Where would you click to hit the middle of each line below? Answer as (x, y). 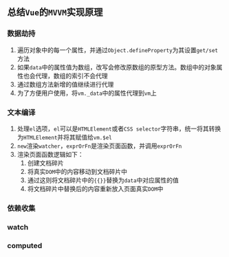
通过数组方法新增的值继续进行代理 (65, 84)
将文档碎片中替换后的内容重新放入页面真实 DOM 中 (95, 188)
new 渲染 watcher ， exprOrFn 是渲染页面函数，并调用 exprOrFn (99, 146)
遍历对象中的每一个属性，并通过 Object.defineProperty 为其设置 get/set (118, 49)
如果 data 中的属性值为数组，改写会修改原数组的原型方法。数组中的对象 (117, 67)
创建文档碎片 (45, 163)
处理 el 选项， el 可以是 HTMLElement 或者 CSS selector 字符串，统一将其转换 (119, 128)
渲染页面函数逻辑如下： (50, 154)
